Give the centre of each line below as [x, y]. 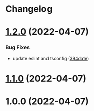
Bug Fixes [18, 47]
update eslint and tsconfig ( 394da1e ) [51, 58]
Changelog [29, 9]
